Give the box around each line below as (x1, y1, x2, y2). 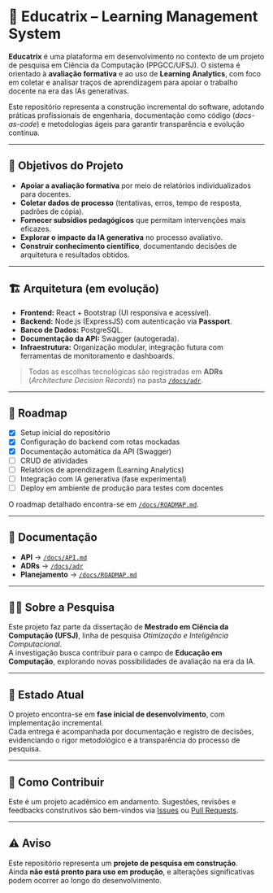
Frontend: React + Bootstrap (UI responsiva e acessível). (19, 307, 211, 317)
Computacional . (8, 639, 63, 649)
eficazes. (19, 224, 51, 233)
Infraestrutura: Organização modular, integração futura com (19, 342, 223, 352)
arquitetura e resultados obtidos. (19, 250, 130, 259)
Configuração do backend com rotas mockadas (19, 437, 180, 446)
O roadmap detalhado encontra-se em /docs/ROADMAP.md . (8, 499, 199, 509)
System (8, 24, 62, 43)
